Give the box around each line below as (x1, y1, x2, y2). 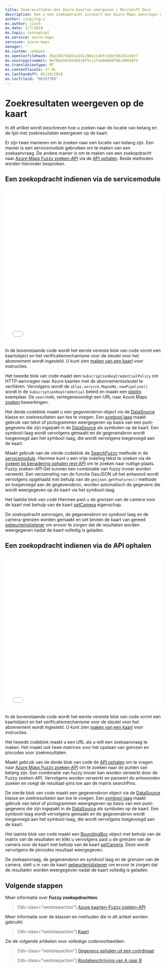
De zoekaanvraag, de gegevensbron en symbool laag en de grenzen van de (5, 856, 160, 862)
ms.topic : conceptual (5, 30, 50, 35)
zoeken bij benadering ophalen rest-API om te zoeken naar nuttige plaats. (5, 460, 155, 466)
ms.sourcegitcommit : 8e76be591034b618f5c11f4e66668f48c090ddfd (5, 58, 138, 63)
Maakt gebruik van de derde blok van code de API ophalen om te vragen (5, 759, 153, 765)
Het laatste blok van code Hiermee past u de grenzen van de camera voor (5, 496, 156, 502)
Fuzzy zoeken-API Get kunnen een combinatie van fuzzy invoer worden (5, 465, 151, 471)
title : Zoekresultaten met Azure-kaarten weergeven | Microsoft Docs (5, 7, 152, 12)
